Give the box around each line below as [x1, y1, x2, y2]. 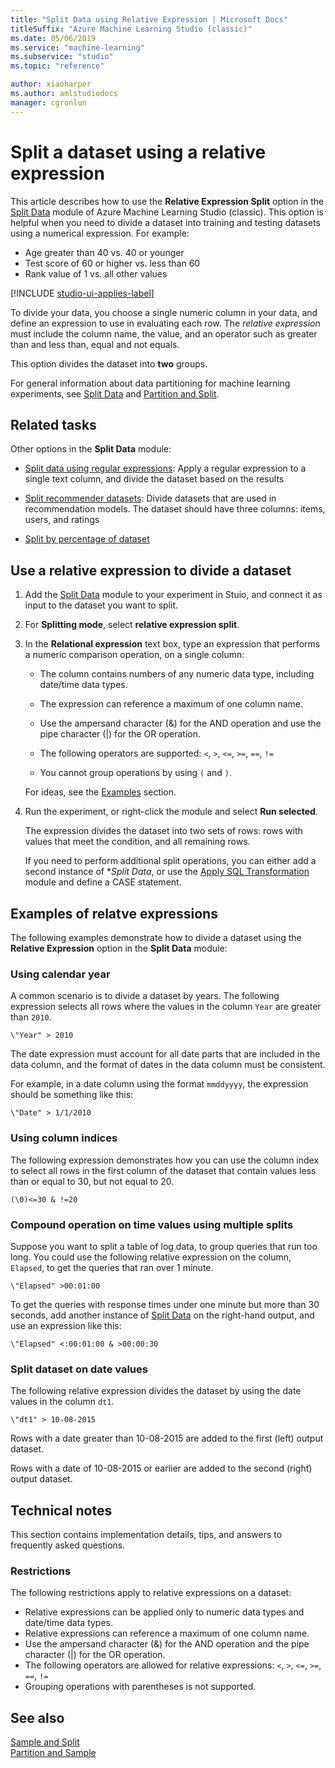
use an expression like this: [10, 1319, 122, 1331]
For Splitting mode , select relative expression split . [24, 619, 240, 631]
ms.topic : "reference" [10, 61, 105, 71]
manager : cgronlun [10, 97, 87, 108]
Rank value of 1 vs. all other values [24, 267, 168, 280]
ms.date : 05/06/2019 [10, 33, 97, 43]
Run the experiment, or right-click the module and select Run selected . [24, 806, 318, 818]
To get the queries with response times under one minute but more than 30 [10, 1298, 320, 1310]
